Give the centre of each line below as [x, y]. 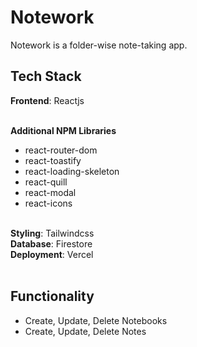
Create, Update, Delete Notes [85, 331]
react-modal [50, 192]
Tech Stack [46, 76]
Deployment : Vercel [52, 254]
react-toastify [53, 160]
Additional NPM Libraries [63, 130]
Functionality [52, 296]
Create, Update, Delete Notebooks [96, 320]
